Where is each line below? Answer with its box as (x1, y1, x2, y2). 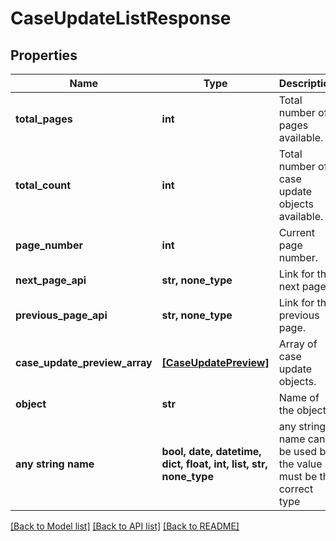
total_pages (15, 112, 73, 126)
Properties (10, 47, 78, 64)
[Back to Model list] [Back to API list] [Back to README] (10, 520, 240, 532)
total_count (15, 178, 71, 192)
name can (278, 432, 326, 446)
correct (278, 482, 314, 496)
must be (278, 470, 318, 483)
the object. (278, 403, 330, 417)
